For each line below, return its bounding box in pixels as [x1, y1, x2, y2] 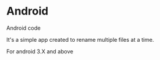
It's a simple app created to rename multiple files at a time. [6, 36, 154, 43]
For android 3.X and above [6, 47, 74, 55]
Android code [6, 24, 41, 32]
